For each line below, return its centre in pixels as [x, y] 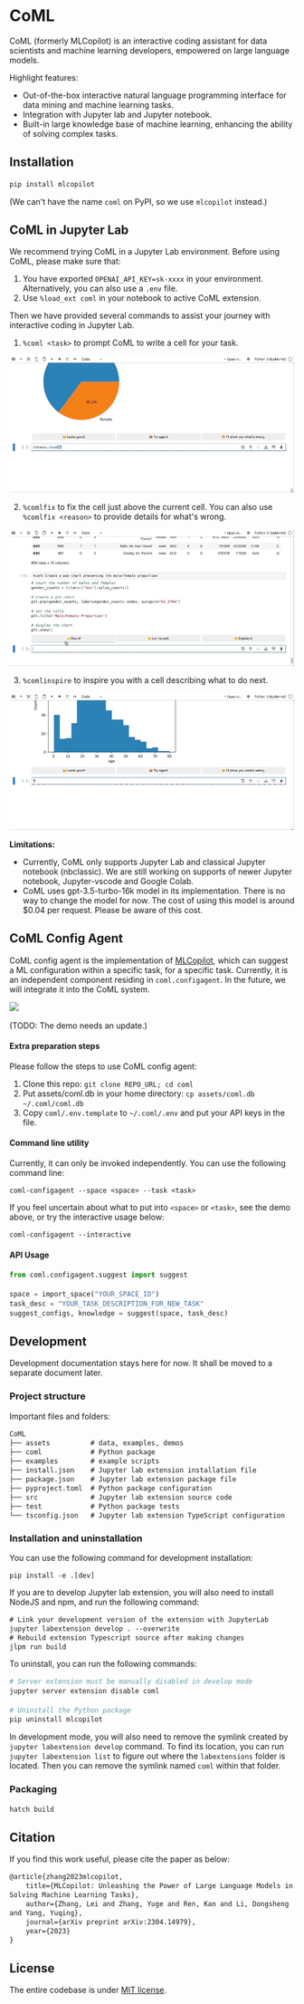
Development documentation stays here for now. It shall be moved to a [141, 1363]
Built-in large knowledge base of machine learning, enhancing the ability [157, 124]
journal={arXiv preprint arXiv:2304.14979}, [111, 1922]
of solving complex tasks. [70, 133]
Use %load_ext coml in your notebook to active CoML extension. [142, 298]
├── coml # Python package [82, 1452]
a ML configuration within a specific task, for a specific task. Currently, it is [148, 969]
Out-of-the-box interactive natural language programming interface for [154, 95]
